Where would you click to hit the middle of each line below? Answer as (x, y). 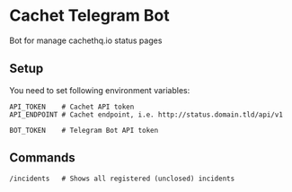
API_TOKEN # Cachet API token (72, 107)
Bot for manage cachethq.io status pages (86, 40)
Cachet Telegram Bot (89, 16)
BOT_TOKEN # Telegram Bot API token (84, 130)
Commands (43, 158)
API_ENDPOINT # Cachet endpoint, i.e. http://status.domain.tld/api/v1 (146, 114)
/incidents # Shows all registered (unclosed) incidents (122, 179)
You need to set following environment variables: (100, 90)
